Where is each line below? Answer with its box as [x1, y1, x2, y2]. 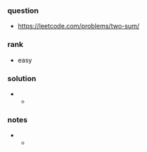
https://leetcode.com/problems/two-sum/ [17, 22, 140, 31]
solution [7, 73, 37, 83]
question [7, 6, 39, 16]
